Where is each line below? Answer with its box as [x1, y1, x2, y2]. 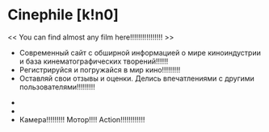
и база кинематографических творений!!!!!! [19, 56, 169, 66]
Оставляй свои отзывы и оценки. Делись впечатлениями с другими [19, 73, 255, 83]
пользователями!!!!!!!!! [19, 82, 95, 92]
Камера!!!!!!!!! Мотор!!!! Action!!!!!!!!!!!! [19, 114, 145, 124]
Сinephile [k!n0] [7, 6, 119, 24]
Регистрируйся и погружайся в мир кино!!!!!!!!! [19, 64, 181, 74]
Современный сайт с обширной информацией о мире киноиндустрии [19, 47, 262, 57]
